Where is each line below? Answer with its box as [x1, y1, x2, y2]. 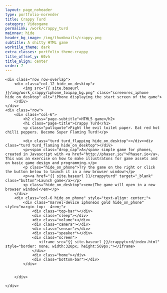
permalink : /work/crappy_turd [5, 26, 68, 31]
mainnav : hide [5, 31, 35, 36]
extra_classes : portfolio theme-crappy [5, 49, 88, 54]
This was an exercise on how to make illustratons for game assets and [5, 156, 157, 161]
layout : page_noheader [5, 7, 52, 13]
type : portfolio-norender [5, 12, 59, 17]
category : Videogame [5, 21, 48, 27]
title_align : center [5, 59, 48, 64]
